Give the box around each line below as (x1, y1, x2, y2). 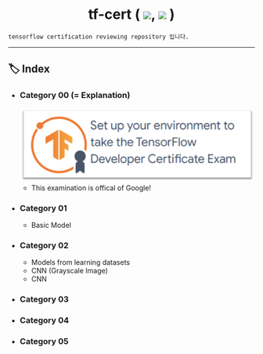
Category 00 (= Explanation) (19, 90, 131, 101)
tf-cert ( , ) (88, 5, 175, 23)
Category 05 (19, 336, 69, 347)
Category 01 (19, 202, 68, 213)
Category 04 (19, 315, 70, 326)
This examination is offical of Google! (31, 182, 151, 193)
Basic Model (31, 221, 72, 230)
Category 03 (19, 294, 69, 305)
